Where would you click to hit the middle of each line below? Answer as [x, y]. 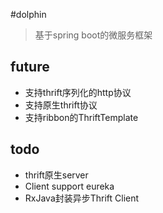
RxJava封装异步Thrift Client [82, 198]
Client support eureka [69, 186]
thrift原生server [56, 175]
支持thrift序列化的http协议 [78, 92]
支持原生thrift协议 [61, 105]
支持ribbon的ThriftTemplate [81, 117]
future [30, 67]
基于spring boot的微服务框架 [93, 35]
